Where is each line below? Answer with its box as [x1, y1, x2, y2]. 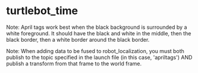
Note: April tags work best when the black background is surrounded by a [6, 24, 187, 31]
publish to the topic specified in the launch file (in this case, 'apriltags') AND [6, 54, 193, 61]
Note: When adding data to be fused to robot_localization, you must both [6, 47, 184, 54]
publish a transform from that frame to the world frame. [6, 60, 142, 67]
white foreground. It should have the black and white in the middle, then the [6, 29, 191, 36]
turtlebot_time [6, 4, 78, 18]
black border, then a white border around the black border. [6, 36, 150, 43]
